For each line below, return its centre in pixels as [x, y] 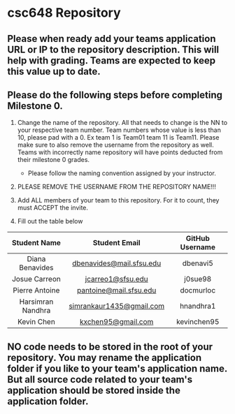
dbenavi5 [198, 263]
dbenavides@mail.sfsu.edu [117, 263]
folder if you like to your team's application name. [117, 368]
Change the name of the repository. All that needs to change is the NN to [122, 123]
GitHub [198, 239]
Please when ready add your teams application [112, 39]
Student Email [117, 243]
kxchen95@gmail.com [116, 322]
